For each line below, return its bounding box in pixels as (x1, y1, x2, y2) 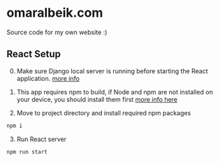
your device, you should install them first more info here (16, 95, 178, 103)
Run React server (16, 135, 67, 143)
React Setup (6, 48, 61, 60)
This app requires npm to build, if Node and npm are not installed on (16, 87, 214, 96)
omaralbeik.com (6, 5, 103, 21)
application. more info (16, 74, 80, 82)
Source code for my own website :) (6, 28, 108, 36)
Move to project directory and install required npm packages (16, 108, 191, 117)
